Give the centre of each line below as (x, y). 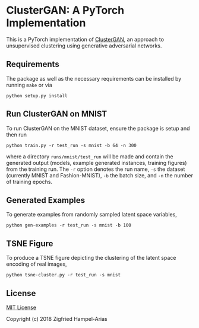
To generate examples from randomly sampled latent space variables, (91, 215)
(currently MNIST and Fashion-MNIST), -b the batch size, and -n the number (100, 175)
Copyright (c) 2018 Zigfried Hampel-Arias (57, 319)
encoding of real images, (37, 264)
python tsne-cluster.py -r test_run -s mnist (63, 275)
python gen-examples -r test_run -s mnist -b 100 (69, 225)
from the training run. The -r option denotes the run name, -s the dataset (96, 169)
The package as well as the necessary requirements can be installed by (94, 78)
